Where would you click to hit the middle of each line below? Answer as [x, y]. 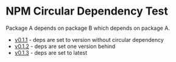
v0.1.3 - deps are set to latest [51, 52]
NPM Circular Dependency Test [87, 11]
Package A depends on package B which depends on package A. [88, 28]
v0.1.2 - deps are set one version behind [65, 46]
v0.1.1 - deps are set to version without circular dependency [89, 40]
